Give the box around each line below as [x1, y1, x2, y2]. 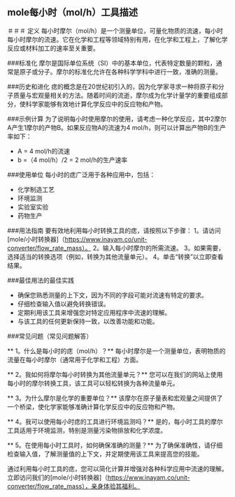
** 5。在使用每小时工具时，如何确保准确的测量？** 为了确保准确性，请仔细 [7, 440, 223, 449]
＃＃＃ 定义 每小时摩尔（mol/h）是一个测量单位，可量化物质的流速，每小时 [7, 27, 224, 35]
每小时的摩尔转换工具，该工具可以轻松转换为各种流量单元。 [7, 379, 179, 387]
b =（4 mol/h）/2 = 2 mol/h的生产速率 [17, 156, 128, 164]
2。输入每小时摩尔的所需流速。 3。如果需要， [92, 244, 225, 252]
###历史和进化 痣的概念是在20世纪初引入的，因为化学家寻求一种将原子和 [7, 82, 218, 91]
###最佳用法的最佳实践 [7, 276, 75, 284]
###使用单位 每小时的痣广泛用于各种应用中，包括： [7, 170, 156, 179]
